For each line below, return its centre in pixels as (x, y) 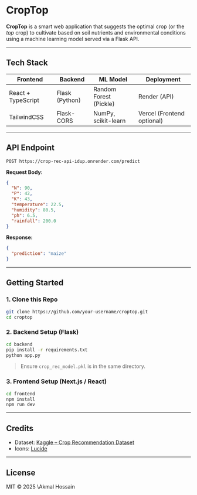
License (21, 472)
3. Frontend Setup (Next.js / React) (57, 381)
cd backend (19, 344)
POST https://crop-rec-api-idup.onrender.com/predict (73, 161)
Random (105, 89)
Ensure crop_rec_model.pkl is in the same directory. (83, 366)
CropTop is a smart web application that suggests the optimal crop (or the (95, 26)
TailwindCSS (26, 117)
